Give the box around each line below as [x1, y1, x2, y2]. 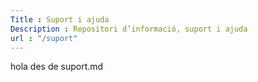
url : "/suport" [10, 33, 78, 43]
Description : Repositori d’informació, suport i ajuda [10, 24, 248, 34]
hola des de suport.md [10, 61, 104, 73]
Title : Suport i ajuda [10, 14, 110, 25]
